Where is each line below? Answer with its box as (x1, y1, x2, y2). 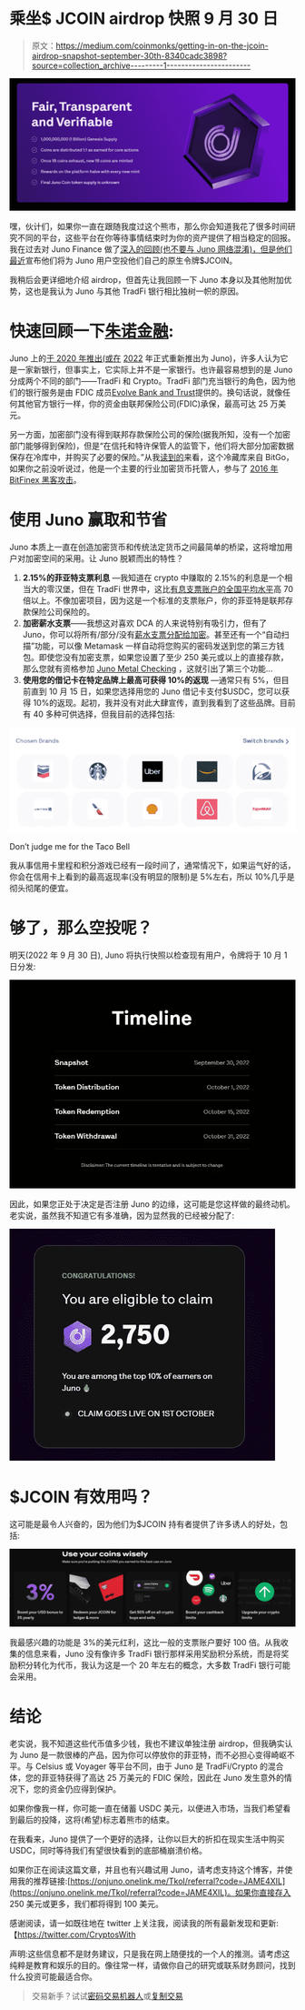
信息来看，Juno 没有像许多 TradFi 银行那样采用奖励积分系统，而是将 (25, 1648, 281, 1659)
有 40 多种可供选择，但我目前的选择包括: (22, 709, 175, 719)
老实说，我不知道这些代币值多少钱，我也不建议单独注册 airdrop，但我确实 (9, 1738, 285, 1749)
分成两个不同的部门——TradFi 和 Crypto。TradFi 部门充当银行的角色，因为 (9, 376, 289, 387)
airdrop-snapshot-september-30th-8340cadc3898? (31, 50, 228, 61)
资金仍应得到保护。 (48, 1784, 121, 1794)
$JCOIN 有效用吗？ (9, 1487, 153, 1508)
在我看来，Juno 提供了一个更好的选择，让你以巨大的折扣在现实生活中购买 (9, 1834, 285, 1844)
